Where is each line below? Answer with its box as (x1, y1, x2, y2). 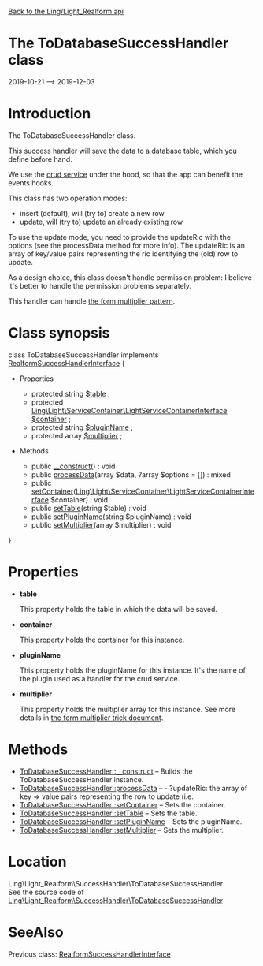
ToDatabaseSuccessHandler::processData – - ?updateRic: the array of (19, 783, 248, 793)
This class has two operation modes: (8, 193, 128, 203)
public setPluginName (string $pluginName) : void (31, 512, 191, 521)
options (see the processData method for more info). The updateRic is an (8, 241, 246, 250)
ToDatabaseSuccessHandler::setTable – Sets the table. (19, 808, 198, 818)
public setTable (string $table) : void (31, 503, 147, 513)
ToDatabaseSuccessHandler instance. (19, 774, 144, 784)
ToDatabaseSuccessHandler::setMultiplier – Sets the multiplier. (19, 825, 224, 834)
